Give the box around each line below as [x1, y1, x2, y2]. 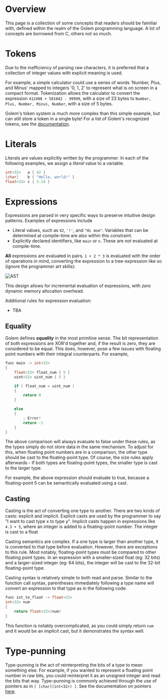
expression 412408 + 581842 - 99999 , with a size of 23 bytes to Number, [5, 95, 152, 101]
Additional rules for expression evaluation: [5, 298, 92, 304]
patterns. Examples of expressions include [5, 218, 93, 224]
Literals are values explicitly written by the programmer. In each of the [5, 155, 149, 161]
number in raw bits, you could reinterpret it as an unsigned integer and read [5, 672, 161, 679]
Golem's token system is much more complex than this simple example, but [5, 110, 161, 116]
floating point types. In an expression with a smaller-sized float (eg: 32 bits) [5, 554, 161, 560]
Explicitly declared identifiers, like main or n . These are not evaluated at [12, 238, 158, 244]
